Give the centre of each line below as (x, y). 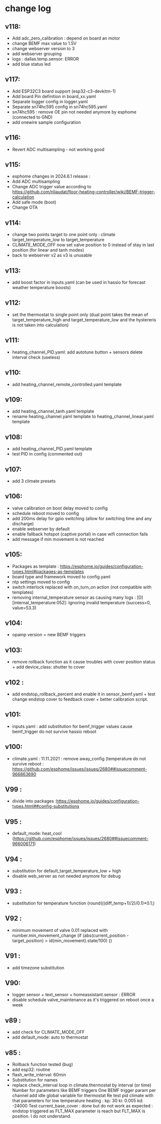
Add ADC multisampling (36, 181)
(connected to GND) (32, 117)
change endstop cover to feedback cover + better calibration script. (80, 699)
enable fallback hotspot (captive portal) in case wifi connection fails (80, 534)
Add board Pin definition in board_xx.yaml (54, 96)
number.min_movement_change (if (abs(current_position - (70, 935)
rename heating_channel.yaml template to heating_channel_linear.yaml (83, 416)
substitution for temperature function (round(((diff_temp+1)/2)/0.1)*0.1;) (83, 903)
